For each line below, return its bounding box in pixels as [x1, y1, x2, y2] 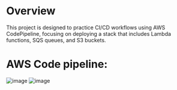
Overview [6, 4, 56, 18]
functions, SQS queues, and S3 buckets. [6, 36, 106, 44]
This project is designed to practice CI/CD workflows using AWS [6, 24, 166, 31]
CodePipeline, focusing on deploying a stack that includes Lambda [6, 30, 172, 37]
